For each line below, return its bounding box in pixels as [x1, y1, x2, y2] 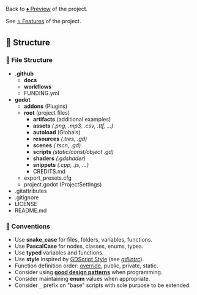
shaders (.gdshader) [32, 155, 86, 162]
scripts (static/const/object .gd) [32, 148, 114, 155]
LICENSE [14, 200, 38, 207]
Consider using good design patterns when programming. [14, 268, 163, 275]
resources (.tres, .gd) [32, 135, 87, 142]
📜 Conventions [6, 222, 50, 231]
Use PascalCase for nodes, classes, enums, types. [14, 242, 144, 250]
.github [14, 70, 34, 77]
